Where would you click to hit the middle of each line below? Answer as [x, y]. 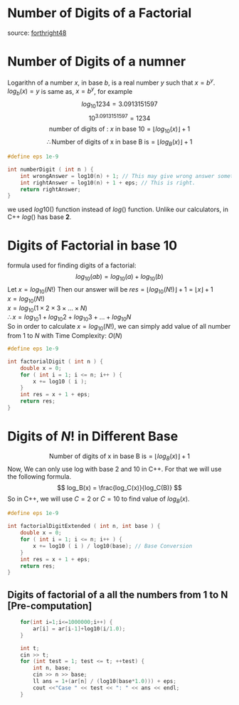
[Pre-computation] [50, 606]
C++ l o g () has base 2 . [39, 217]
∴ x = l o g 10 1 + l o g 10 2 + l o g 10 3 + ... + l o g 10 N [69, 318]
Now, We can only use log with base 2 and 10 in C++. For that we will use [115, 469]
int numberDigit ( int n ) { [51, 169]
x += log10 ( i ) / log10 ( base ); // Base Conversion [113, 546]
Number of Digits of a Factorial [100, 13]
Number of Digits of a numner [97, 62]
